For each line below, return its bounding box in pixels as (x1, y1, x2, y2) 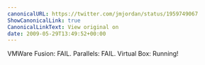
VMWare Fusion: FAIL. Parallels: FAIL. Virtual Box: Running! (7, 49, 179, 58)
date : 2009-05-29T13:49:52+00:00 (7, 30, 106, 37)
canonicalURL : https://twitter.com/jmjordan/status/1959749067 (7, 10, 199, 18)
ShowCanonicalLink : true (7, 17, 81, 24)
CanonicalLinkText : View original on (7, 23, 119, 30)
